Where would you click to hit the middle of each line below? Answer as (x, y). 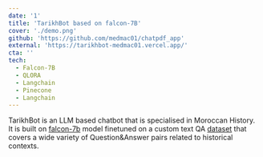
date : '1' (25, 16)
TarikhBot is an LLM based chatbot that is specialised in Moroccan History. (131, 120)
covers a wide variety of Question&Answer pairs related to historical (121, 138)
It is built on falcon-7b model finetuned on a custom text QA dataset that (127, 129)
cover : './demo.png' (43, 30)
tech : (17, 61)
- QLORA (28, 75)
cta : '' (21, 53)
